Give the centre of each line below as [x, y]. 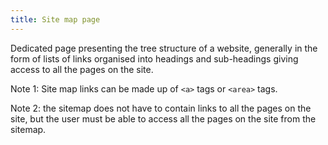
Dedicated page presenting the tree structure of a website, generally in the [164, 48]
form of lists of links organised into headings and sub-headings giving [154, 58]
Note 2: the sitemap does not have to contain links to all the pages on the [161, 108]
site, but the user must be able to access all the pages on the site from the [163, 118]
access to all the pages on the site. [82, 69]
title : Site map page [55, 19]
